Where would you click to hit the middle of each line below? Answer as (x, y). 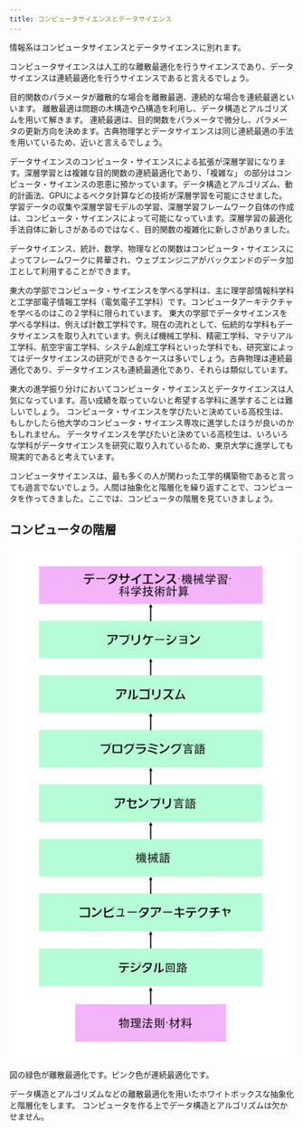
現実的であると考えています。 (64, 456)
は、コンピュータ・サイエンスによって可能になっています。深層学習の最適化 (151, 218)
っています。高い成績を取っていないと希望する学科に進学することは (159, 400)
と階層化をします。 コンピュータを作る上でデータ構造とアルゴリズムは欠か (149, 1105)
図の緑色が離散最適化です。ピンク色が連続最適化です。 (112, 1074)
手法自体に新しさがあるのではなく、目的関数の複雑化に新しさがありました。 (152, 229)
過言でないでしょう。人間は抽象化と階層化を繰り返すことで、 (139, 487)
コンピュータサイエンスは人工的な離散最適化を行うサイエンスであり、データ (151, 66)
